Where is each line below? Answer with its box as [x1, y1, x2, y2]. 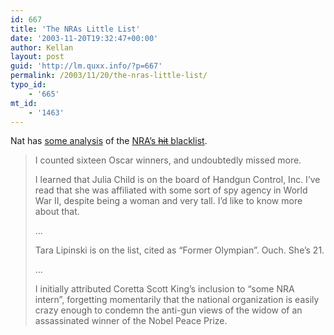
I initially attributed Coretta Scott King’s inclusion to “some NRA [34, 283, 295, 295]
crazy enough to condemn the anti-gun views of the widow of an [34, 304, 303, 316]
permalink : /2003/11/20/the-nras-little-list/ [10, 71, 208, 81]
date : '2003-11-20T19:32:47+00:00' [10, 33, 159, 43]
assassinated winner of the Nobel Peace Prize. [34, 315, 228, 327]
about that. [34, 206, 80, 218]
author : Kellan [10, 42, 74, 53]
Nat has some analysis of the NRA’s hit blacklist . [10, 135, 208, 147]
